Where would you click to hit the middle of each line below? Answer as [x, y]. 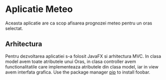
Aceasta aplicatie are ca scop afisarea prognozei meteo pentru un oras [79, 23]
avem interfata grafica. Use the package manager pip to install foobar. [78, 72]
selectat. [14, 28]
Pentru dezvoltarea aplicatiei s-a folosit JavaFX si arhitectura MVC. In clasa [83, 56]
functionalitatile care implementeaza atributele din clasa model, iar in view [82, 66]
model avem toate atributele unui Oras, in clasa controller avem [71, 61]
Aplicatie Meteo [39, 9]
